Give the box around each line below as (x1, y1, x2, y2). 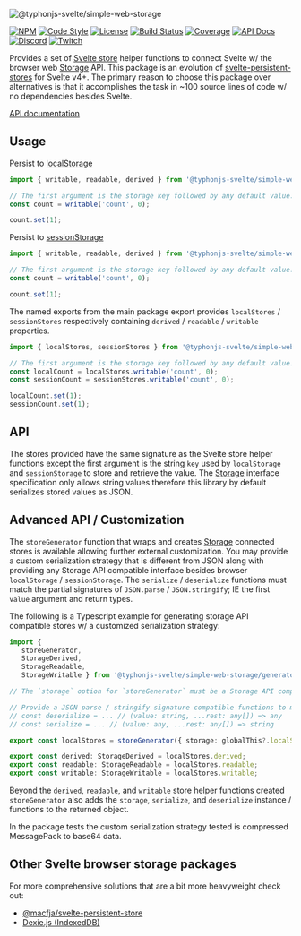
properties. (9, 325, 50, 336)
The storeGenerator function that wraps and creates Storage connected (9, 536, 275, 546)
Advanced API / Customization (9, 512, 185, 528)
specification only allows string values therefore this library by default (9, 477, 267, 487)
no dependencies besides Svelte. (9, 90, 133, 101)
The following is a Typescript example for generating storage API (9, 610, 249, 622)
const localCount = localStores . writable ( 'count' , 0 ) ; (9, 367, 219, 376)
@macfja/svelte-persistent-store (21, 907, 143, 918)
